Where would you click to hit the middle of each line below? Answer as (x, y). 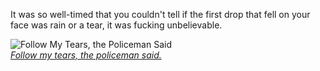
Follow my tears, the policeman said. (86, 55)
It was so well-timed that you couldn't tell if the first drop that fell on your (160, 14)
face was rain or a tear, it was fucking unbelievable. (116, 25)
